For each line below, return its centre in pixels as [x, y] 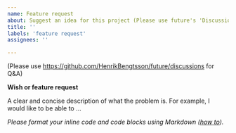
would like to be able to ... [45, 108]
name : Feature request [40, 14]
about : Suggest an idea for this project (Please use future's [102, 20]
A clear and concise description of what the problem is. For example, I [109, 101]
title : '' [22, 27]
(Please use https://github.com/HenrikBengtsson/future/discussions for [111, 66]
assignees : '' [28, 40]
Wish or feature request [43, 87]
